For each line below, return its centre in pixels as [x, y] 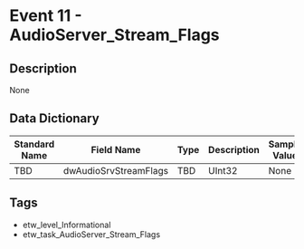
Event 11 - [46, 16]
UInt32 [223, 170]
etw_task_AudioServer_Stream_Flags [91, 234]
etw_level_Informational [66, 225]
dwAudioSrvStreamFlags [116, 170]
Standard [34, 144]
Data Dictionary [54, 119]
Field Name [116, 149]
